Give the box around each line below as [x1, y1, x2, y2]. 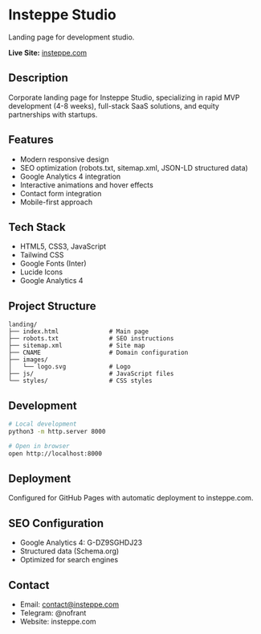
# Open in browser [8, 442, 70, 450]
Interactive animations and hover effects [19, 179, 154, 190]
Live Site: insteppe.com [8, 47, 88, 57]
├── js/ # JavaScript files [8, 370, 174, 378]
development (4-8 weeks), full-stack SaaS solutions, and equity [8, 101, 219, 110]
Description [8, 71, 68, 85]
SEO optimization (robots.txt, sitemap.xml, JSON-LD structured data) [19, 163, 249, 172]
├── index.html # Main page [8, 327, 149, 336]
